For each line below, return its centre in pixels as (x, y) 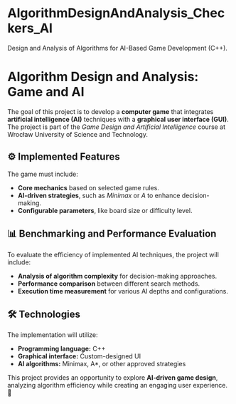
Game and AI (46, 92)
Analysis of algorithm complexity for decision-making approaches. (117, 276)
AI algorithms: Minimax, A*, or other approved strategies (102, 364)
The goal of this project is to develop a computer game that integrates (111, 111)
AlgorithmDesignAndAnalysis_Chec (116, 13)
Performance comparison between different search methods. (109, 284)
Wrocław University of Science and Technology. (77, 134)
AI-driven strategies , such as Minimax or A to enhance (99, 195)
